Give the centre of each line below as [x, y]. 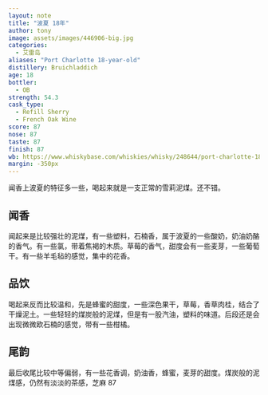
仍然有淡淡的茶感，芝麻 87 [73, 382]
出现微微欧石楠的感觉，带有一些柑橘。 [71, 324]
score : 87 [25, 127]
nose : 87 [23, 134]
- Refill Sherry [42, 113]
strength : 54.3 [33, 97]
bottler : [23, 82]
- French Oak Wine [46, 120]
